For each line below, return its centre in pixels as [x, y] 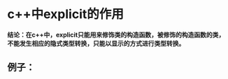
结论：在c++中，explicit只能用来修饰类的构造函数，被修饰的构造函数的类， [116, 35]
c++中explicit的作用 [65, 14]
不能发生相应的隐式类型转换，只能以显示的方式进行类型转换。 [96, 43]
